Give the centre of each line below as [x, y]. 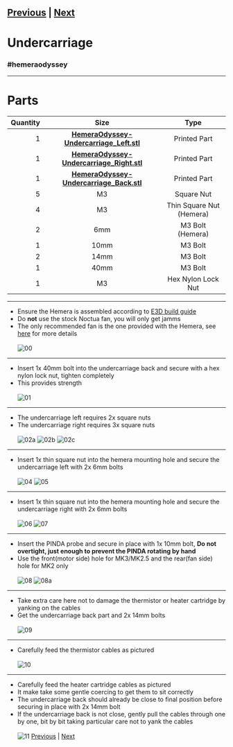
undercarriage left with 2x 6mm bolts [70, 467]
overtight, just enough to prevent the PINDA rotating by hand [106, 551]
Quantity [25, 122]
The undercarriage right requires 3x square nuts [86, 424]
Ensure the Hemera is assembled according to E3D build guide [106, 311]
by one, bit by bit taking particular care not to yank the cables [105, 721]
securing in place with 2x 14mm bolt [69, 706]
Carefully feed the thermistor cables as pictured [86, 650]
